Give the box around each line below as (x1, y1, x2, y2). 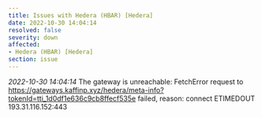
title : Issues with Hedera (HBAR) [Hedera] (8, 11, 154, 20)
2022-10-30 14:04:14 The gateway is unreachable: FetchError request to (8, 76, 244, 87)
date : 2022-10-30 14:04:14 (8, 19, 97, 27)
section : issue (8, 56, 58, 64)
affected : (8, 41, 41, 49)
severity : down (8, 33, 58, 42)
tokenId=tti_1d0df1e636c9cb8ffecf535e (8, 94, 137, 103)
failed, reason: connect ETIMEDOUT (137, 94, 256, 103)
